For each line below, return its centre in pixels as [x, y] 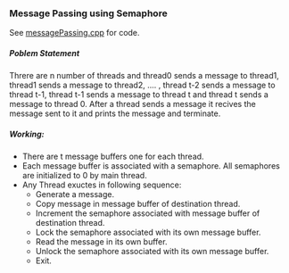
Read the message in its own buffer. [101, 242]
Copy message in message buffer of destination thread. [138, 204]
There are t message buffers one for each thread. [113, 157]
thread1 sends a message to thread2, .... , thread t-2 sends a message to [142, 85]
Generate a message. [74, 194]
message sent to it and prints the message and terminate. [115, 113]
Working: [27, 134]
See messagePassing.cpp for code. [74, 33]
